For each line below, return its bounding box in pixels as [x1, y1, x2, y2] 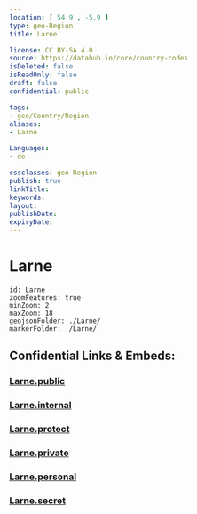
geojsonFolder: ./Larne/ [9, 317, 101, 325]
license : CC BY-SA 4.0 [9, 45, 93, 54]
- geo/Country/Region [9, 111, 90, 120]
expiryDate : [9, 218, 53, 227]
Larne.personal [9, 470, 77, 483]
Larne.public [9, 375, 66, 388]
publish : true [9, 176, 62, 185]
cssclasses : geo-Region [9, 168, 98, 177]
